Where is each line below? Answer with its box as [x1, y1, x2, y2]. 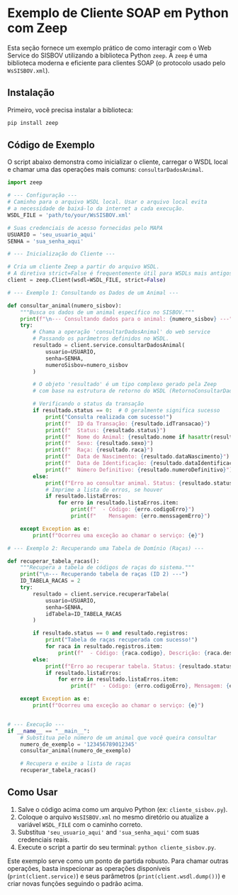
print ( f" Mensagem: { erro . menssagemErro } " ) [70, 512, 211, 520]
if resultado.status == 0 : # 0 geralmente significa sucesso [33, 407, 220, 414]
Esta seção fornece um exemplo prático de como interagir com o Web [7, 43, 212, 52]
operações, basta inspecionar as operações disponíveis [7, 864, 171, 872]
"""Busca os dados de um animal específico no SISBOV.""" [20, 309, 195, 316]
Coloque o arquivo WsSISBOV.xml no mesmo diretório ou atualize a [17, 813, 209, 821]
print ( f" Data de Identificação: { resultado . [45, 460, 186, 467]
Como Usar [7, 786, 58, 798]
